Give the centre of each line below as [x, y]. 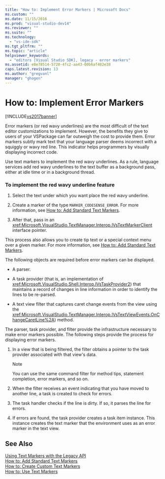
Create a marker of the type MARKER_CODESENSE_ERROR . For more [75, 205]
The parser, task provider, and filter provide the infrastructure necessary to [81, 329]
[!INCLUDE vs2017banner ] [31, 116]
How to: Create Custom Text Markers [43, 466]
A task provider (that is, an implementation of [58, 279]
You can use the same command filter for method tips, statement [78, 373]
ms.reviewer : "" [22, 28]
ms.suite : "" [18, 32]
